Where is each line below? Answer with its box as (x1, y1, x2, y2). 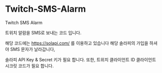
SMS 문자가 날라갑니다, (10, 46, 56, 52)
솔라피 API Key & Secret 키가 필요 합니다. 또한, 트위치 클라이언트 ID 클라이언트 (5, 56, 157, 62)
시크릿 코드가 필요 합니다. (5, 63, 54, 69)
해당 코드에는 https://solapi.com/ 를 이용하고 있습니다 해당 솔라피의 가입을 (5, 40, 149, 46)
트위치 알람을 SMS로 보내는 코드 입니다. (5, 29, 82, 35)
